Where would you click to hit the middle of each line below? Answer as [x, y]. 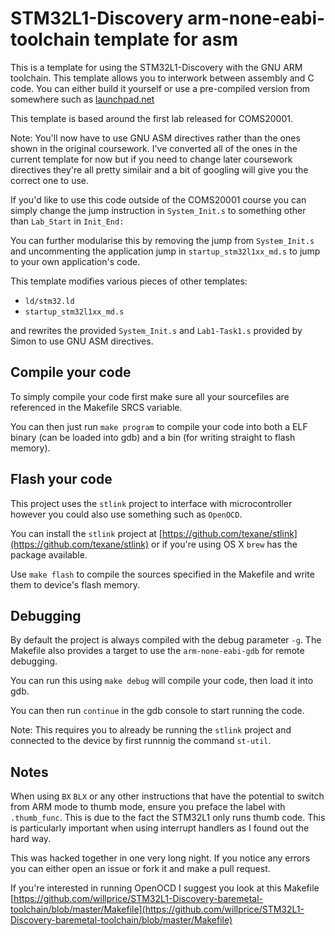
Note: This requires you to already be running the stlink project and [151, 730]
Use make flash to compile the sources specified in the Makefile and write [162, 574]
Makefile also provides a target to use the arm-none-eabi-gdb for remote [157, 651]
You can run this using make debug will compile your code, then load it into [162, 681]
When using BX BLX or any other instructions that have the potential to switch [167, 796]
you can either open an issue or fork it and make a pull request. [140, 869]
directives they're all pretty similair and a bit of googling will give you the [159, 169]
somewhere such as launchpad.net [82, 99]
